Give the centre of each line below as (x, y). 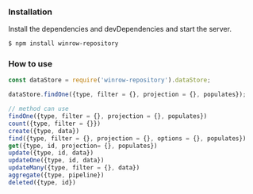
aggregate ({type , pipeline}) (56, 175)
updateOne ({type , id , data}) (56, 161)
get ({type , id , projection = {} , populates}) (83, 146)
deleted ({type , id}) (42, 182)
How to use (31, 64)
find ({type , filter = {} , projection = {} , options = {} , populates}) (127, 138)
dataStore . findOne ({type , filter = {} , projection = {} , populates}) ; (127, 95)
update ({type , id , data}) (51, 153)
